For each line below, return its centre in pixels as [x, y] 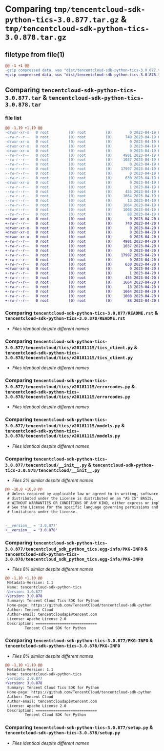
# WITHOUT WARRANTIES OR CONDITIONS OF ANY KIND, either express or [78, 503]
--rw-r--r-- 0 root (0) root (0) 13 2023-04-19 [81, 201]
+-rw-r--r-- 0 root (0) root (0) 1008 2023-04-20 [81, 296]
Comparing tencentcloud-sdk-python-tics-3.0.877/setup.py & [79, 728]
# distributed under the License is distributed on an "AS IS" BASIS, [80, 498]
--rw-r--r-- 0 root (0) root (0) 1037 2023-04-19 [81, 160]
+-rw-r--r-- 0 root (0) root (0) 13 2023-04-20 [81, 287]
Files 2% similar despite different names [53, 480]
